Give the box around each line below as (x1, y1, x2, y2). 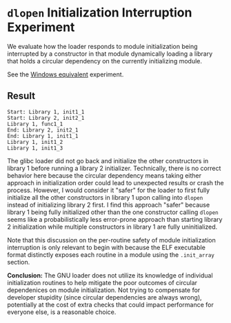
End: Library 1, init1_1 (7, 132, 79, 139)
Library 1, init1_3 (7, 145, 63, 152)
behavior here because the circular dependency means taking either (7, 171, 202, 180)
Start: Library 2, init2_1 (7, 114, 85, 121)
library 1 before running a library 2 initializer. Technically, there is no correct (7, 164, 221, 172)
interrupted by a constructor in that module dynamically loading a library (7, 50, 213, 58)
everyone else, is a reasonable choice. (7, 308, 117, 316)
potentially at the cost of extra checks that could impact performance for (7, 300, 214, 309)
